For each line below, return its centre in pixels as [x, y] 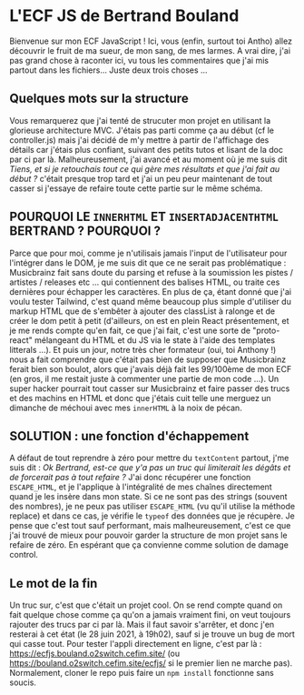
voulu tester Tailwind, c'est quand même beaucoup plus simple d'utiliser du [151, 301]
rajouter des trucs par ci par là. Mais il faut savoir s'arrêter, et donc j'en [142, 625]
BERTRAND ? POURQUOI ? [85, 232]
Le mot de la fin [54, 583]
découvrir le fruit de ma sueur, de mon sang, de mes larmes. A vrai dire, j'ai [150, 50]
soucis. [23, 682]
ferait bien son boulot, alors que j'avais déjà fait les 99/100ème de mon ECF [151, 368]
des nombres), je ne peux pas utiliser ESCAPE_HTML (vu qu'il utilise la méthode [152, 507]
